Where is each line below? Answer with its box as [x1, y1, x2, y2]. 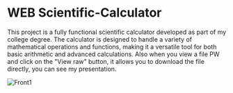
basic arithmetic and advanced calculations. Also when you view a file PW [7, 50, 220, 58]
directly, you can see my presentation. [7, 65, 117, 73]
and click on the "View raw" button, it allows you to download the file [7, 57, 205, 65]
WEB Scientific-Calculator [7, 5, 162, 21]
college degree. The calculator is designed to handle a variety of [7, 35, 193, 43]
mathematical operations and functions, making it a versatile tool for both [7, 42, 217, 51]
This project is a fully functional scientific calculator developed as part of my [7, 28, 227, 36]
